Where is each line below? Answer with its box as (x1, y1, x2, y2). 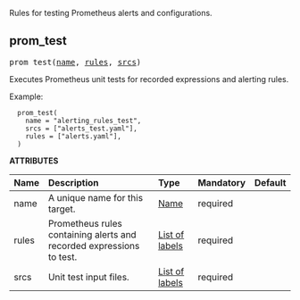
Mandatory (197, 176, 246, 188)
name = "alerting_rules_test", (25, 116, 142, 125)
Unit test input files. (47, 271, 129, 283)
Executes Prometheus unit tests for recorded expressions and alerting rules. (9, 73, 289, 84)
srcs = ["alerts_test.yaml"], (25, 124, 138, 133)
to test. (47, 250, 78, 262)
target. (47, 203, 76, 215)
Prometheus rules (47, 217, 122, 229)
